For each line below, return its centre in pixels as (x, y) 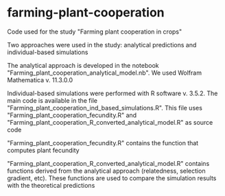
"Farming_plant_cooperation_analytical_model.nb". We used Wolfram (105, 73)
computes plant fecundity (44, 150)
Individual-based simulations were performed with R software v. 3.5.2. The (113, 93)
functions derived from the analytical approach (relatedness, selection (106, 171)
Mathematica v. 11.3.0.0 (40, 79)
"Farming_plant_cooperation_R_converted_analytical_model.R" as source (110, 122)
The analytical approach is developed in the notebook (83, 65)
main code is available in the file (52, 100)
